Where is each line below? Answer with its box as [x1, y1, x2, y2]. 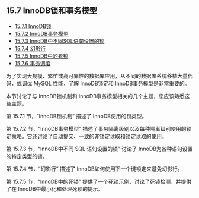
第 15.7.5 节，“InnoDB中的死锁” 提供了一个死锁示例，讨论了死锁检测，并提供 [6, 178, 191, 185]
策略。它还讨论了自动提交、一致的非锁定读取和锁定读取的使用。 [11, 133, 167, 140]
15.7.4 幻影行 [14, 45, 46, 52]
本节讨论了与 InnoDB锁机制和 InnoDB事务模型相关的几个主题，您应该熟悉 [6, 92, 185, 99]
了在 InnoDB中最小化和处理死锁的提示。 [6, 185, 104, 192]
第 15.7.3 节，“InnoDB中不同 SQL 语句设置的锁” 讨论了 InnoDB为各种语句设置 [6, 145, 193, 152]
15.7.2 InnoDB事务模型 [14, 30, 69, 37]
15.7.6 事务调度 [14, 59, 51, 67]
